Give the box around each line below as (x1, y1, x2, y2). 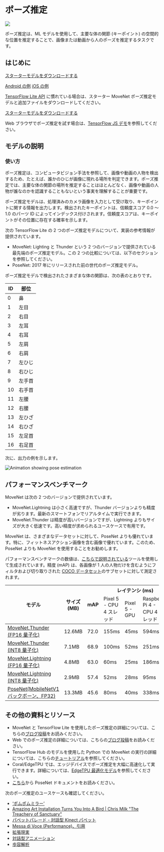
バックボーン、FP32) (7, 693, 56, 699)
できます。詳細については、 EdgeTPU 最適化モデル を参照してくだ (16, 767, 147, 773)
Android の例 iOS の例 (5, 83, 49, 89)
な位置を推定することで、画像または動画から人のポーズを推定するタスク (5, 37, 150, 43)
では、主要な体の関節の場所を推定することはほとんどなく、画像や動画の (9, 182, 155, 188)
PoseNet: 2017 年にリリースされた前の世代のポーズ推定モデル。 (12, 262, 141, 268)
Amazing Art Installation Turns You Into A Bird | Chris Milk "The (12, 806, 139, 812)
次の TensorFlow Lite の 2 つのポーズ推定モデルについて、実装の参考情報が (5, 227, 155, 233)
